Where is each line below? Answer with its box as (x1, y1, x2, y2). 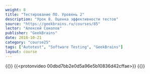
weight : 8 (5, 7, 26, 12)
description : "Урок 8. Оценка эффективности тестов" (5, 16, 119, 21)
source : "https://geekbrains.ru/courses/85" (5, 21, 101, 26)
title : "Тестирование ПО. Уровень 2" (5, 12, 85, 17)
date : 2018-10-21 (5, 35, 42, 40)
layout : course (5, 49, 37, 54)
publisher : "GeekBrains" (5, 30, 58, 35)
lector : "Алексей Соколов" (5, 26, 62, 31)
